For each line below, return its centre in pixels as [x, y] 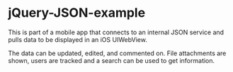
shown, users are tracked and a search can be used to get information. [112, 60]
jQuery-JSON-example [77, 13]
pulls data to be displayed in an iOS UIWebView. [78, 39]
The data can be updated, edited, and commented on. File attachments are [117, 53]
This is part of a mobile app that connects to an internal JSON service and [116, 32]
